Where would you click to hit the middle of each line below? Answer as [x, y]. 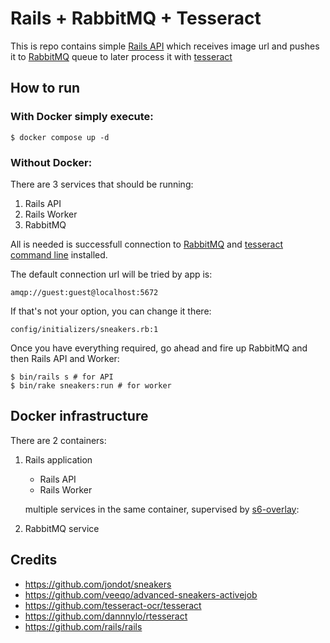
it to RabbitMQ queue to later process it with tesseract [121, 56]
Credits [34, 560]
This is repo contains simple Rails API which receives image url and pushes [165, 46]
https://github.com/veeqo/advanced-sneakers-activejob [141, 594]
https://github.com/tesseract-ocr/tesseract [113, 605]
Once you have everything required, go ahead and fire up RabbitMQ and [159, 348]
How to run [45, 88]
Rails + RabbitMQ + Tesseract [136, 18]
